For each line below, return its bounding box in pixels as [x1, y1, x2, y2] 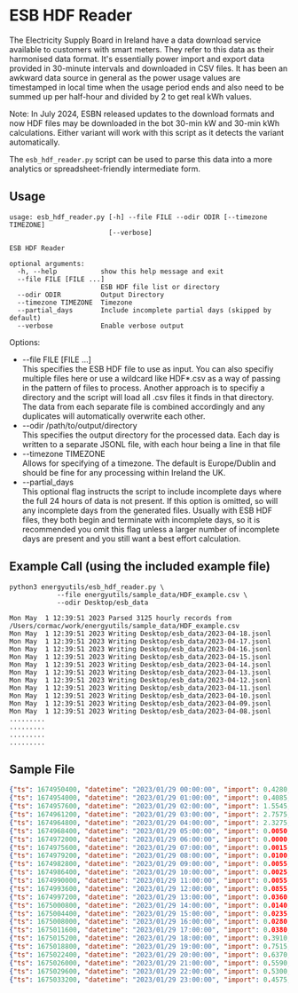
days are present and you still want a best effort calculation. [21, 533, 241, 544]
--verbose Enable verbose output [17, 321, 184, 330]
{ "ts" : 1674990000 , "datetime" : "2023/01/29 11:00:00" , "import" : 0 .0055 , [9, 876, 292, 885]
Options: [9, 336, 41, 347]
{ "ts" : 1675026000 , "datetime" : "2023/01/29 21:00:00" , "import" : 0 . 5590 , [9, 958, 292, 967]
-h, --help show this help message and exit [17, 267, 224, 276]
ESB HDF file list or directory [100, 282, 220, 291]
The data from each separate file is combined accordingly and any [21, 401, 266, 412]
